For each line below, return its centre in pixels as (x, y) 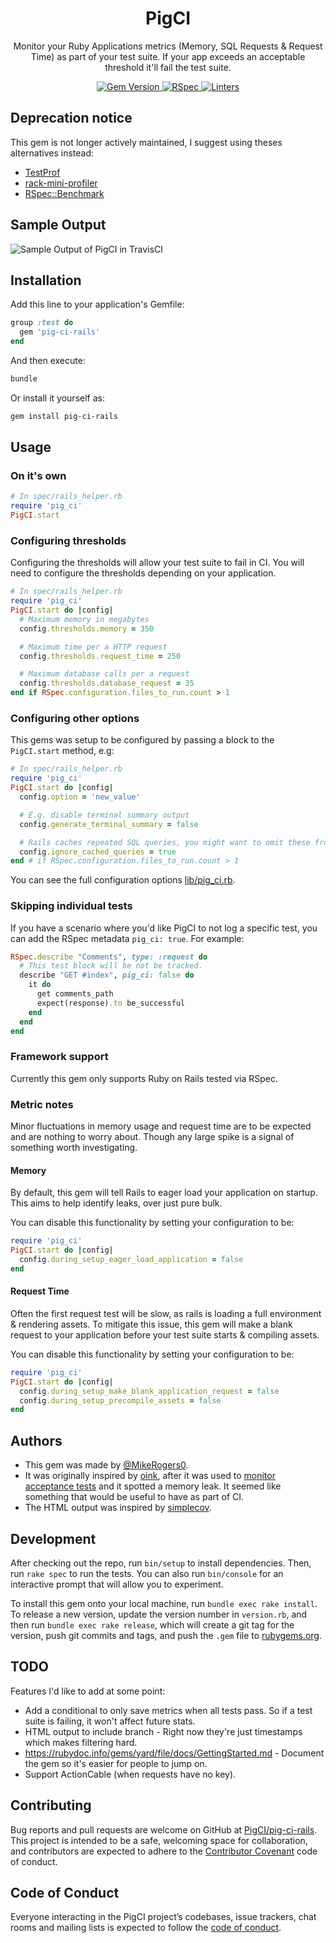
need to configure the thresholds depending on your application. (143, 573)
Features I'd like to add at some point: (88, 1691)
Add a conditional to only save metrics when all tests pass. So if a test (168, 1710)
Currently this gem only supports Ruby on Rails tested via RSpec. (144, 1078)
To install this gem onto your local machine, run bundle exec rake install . (164, 1603)
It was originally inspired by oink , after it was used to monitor (150, 1476)
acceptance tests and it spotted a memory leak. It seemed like (153, 1486)
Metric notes (42, 1104)
